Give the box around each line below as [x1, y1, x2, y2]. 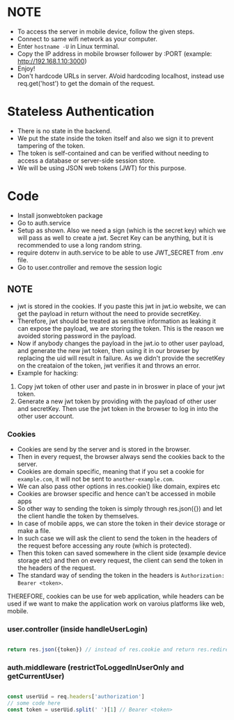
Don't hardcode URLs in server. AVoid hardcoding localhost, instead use [17, 71, 225, 80]
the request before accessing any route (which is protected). [17, 541, 192, 550]
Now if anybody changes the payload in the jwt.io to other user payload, [17, 339, 225, 347]
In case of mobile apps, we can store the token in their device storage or [17, 519, 226, 527]
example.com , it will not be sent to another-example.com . [17, 474, 175, 483]
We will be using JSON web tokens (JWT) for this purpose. [17, 163, 187, 172]
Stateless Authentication [7, 104, 155, 119]
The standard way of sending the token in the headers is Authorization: [17, 571, 225, 579]
